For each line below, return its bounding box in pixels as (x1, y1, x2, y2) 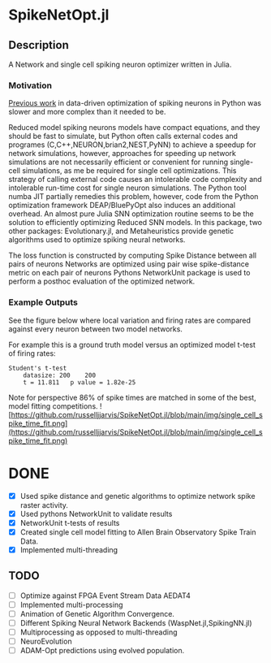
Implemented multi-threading (19, 544, 118, 554)
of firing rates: (8, 348, 56, 358)
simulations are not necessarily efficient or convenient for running (8, 157, 229, 167)
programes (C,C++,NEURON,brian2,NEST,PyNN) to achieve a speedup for (8, 140, 257, 149)
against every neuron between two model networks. (8, 323, 183, 334)
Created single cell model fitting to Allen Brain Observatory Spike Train (19, 526, 257, 537)
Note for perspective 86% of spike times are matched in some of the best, (8, 392, 257, 402)
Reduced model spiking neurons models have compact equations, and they (8, 123, 260, 132)
